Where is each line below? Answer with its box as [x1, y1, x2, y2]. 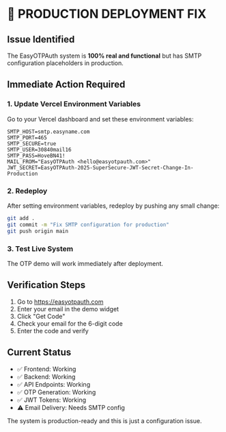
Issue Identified [7, 34, 75, 45]
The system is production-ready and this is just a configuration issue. [7, 416, 202, 424]
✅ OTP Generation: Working [16, 387, 96, 396]
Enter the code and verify [16, 326, 89, 335]
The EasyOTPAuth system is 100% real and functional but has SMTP [7, 51, 202, 60]
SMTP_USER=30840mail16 [7, 146, 72, 153]
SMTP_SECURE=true [7, 140, 57, 147]
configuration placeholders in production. [7, 59, 124, 67]
